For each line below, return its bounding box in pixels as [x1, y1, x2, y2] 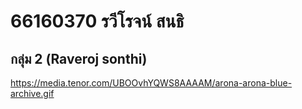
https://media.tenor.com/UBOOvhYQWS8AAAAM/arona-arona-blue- [10, 77, 293, 89]
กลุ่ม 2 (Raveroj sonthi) [10, 50, 148, 67]
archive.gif [10, 88, 55, 99]
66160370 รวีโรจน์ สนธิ [10, 10, 185, 33]
